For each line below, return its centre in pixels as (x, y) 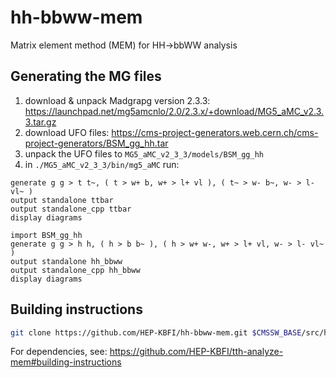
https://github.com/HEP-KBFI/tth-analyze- (196, 352)
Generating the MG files (86, 76)
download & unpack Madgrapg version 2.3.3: (117, 100)
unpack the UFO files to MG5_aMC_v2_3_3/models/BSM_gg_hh (144, 153)
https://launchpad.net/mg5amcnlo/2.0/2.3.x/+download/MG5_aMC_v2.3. (174, 111)
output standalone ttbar (62, 200)
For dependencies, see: (59, 352)
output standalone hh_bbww (66, 261)
